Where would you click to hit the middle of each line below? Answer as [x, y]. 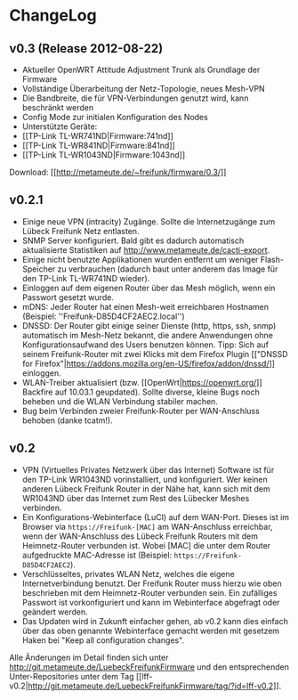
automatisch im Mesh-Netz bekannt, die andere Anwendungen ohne [148, 335]
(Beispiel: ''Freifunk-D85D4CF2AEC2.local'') [103, 316]
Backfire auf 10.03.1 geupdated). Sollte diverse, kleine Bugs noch [141, 392]
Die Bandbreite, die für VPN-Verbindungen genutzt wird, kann [135, 98]
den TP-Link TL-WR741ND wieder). [86, 278]
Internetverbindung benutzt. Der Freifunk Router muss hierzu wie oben [152, 583]
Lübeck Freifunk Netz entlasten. [81, 231]
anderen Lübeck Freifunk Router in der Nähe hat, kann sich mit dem [146, 488]
